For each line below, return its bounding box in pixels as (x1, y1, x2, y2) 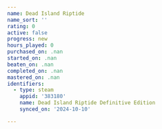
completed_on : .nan (7, 67, 63, 74)
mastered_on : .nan (7, 73, 60, 81)
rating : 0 (7, 23, 36, 30)
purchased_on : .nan (7, 49, 63, 56)
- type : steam (13, 86, 54, 93)
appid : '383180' (19, 93, 67, 100)
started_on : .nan (7, 55, 57, 62)
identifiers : (7, 80, 45, 87)
